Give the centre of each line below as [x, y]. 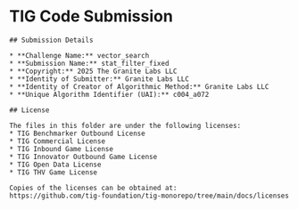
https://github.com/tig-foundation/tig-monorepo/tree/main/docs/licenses [149, 196]
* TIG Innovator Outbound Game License [83, 157]
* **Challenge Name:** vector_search [79, 55]
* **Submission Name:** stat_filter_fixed [89, 63]
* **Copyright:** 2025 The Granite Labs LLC [93, 71]
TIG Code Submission [91, 16]
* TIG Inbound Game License [62, 149]
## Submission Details [51, 40]
